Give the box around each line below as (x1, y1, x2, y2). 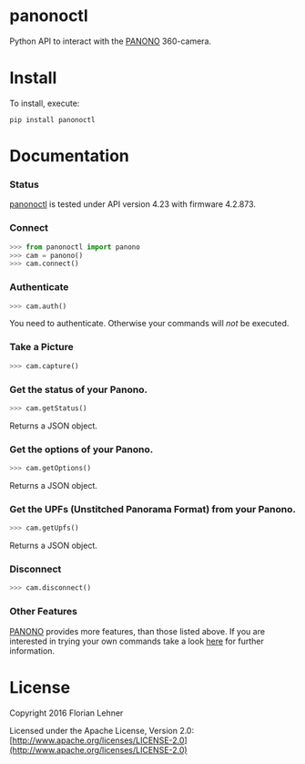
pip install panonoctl (9, 115, 96, 124)
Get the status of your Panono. (9, 383, 148, 396)
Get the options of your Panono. (9, 443, 154, 456)
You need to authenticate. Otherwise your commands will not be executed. (9, 318, 290, 329)
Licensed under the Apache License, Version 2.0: (9, 725, 194, 736)
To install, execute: (9, 98, 80, 108)
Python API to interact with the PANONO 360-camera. (9, 36, 212, 46)
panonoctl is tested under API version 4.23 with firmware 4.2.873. (9, 199, 257, 210)
